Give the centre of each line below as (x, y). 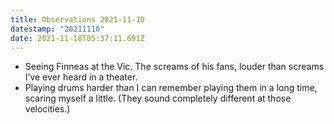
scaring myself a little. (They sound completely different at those (158, 98)
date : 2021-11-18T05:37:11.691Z (77, 38)
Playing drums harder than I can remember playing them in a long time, (171, 88)
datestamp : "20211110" (57, 29)
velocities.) (47, 109)
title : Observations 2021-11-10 (77, 19)
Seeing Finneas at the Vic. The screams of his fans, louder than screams (174, 67)
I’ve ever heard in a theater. (81, 77)
